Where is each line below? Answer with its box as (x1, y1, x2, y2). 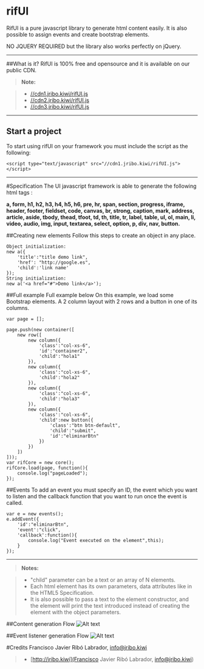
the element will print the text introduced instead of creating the (30, 602, 190, 609)
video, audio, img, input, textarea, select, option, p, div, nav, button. (6, 220, 180, 227)
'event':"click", (17, 527, 61, 533)
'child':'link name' (17, 264, 69, 271)
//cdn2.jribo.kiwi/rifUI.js (30, 96, 90, 104)
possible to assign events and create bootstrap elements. (6, 30, 150, 38)
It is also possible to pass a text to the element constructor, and (30, 595, 189, 603)
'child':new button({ (38, 417, 94, 423)
